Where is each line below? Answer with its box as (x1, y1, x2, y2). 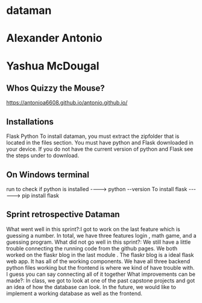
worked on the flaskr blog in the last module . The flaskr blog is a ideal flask (6, 251, 194, 258)
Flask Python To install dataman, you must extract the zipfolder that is (6, 132, 180, 140)
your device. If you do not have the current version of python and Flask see (6, 146, 194, 153)
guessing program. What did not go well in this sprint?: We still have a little (6, 238, 191, 246)
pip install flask (22, 192, 59, 199)
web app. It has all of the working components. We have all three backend (6, 258, 191, 265)
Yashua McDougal (6, 59, 99, 73)
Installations (6, 116, 54, 127)
